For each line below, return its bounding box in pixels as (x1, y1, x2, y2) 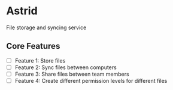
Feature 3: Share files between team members (14, 70, 130, 77)
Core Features (6, 41, 60, 51)
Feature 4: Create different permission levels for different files (14, 77, 168, 84)
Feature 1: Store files (14, 57, 66, 64)
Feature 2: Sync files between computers (14, 64, 117, 71)
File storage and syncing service (6, 24, 87, 31)
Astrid (6, 4, 38, 18)
